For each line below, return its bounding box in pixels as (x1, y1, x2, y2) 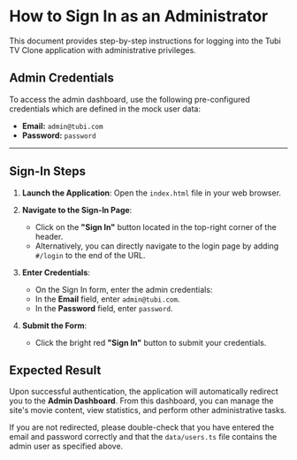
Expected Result (9, 363, 102, 378)
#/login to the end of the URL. (34, 249, 146, 260)
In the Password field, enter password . (34, 303, 173, 313)
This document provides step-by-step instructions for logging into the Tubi (9, 35, 281, 46)
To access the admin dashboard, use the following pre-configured (9, 94, 250, 104)
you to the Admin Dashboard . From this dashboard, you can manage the (9, 395, 274, 406)
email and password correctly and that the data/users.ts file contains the (9, 432, 278, 442)
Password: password (21, 130, 96, 141)
